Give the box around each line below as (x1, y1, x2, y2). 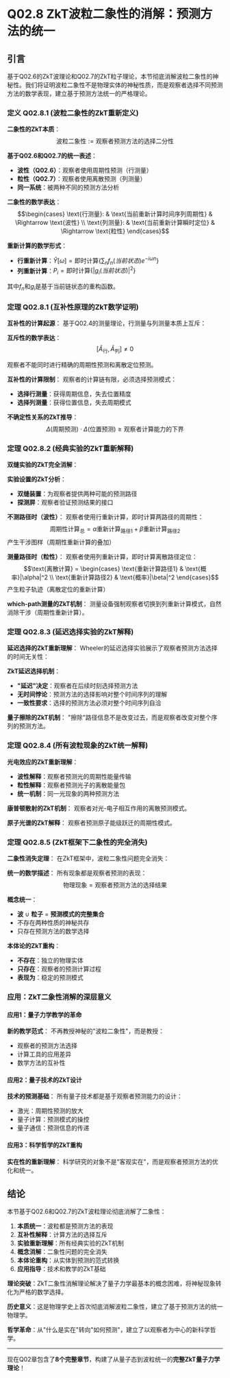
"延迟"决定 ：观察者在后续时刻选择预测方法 (16, 681, 138, 690)
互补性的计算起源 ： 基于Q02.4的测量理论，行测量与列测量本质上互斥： (7, 319, 207, 328)
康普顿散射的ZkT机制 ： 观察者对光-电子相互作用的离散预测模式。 (7, 803, 191, 812)
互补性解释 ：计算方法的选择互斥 (16, 1231, 107, 1239)
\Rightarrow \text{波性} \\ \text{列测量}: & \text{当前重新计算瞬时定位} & (14, 219, 216, 227)
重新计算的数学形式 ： (7, 241, 67, 250)
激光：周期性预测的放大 (16, 1107, 84, 1115)
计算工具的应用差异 (16, 1050, 72, 1059)
